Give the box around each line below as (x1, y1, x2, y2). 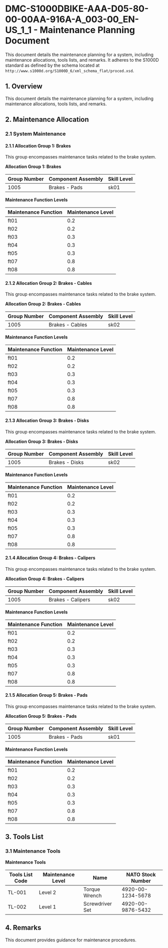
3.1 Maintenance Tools (5, 848, 61, 855)
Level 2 (38, 889, 56, 896)
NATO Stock (126, 871, 156, 878)
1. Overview (5, 82, 42, 91)
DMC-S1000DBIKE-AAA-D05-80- (5, 3, 149, 15)
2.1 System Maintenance (5, 130, 66, 137)
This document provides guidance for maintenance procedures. (5, 936, 136, 943)
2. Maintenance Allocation (5, 115, 89, 124)
